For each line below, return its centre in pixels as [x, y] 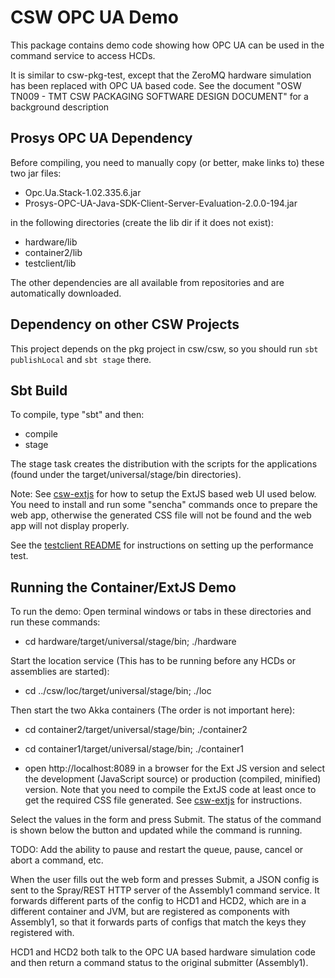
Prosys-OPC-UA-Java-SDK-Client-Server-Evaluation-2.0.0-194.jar [161, 203]
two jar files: [36, 173]
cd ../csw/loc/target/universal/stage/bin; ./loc [118, 691]
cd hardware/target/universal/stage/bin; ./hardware [130, 642]
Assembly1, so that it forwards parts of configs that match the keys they [158, 922]
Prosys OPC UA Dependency [101, 138]
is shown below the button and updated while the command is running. [156, 830]
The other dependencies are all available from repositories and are [147, 282]
